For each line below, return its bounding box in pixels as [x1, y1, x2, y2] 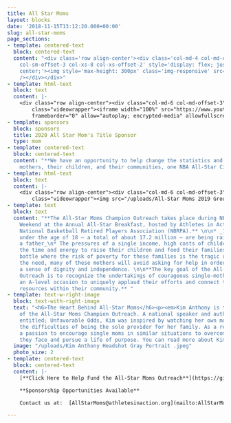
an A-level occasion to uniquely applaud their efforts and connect [19, 279, 220, 285]
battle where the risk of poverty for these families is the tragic [19, 253, 220, 260]
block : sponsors [13, 125, 60, 132]
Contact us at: [19, 400, 63, 406]
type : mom [13, 138, 41, 145]
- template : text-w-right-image [7, 292, 100, 299]
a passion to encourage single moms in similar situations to [19, 329, 201, 337]
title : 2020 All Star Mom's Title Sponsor [13, 131, 137, 138]
